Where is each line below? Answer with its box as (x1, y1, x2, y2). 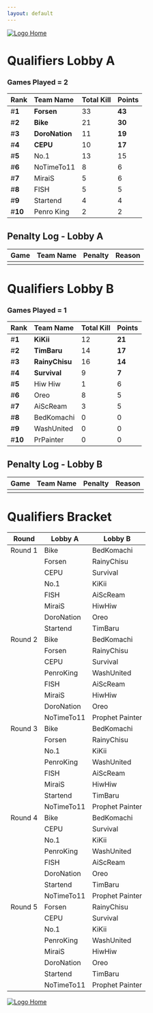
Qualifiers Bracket (7, 509, 112, 525)
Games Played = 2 (7, 77, 68, 86)
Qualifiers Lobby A (7, 53, 115, 69)
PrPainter (33, 435, 64, 444)
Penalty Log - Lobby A (7, 230, 104, 242)
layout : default (7, 10, 53, 17)
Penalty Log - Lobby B (7, 458, 103, 470)
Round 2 (10, 635, 38, 645)
